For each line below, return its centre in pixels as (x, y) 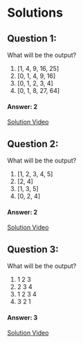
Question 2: (33, 144)
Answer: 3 (22, 317)
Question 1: (32, 39)
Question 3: (33, 249)
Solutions (35, 13)
